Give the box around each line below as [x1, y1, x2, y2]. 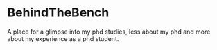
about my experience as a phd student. [7, 34, 119, 42]
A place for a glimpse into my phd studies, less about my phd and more [7, 27, 211, 36]
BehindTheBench [7, 5, 110, 21]
